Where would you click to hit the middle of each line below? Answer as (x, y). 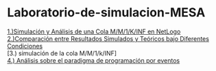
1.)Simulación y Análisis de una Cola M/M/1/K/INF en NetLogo (94, 31)
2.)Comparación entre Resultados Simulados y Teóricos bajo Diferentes (108, 38)
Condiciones (25, 46)
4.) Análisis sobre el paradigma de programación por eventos (94, 60)
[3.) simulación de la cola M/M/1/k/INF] (62, 53)
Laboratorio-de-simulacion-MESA (106, 13)
